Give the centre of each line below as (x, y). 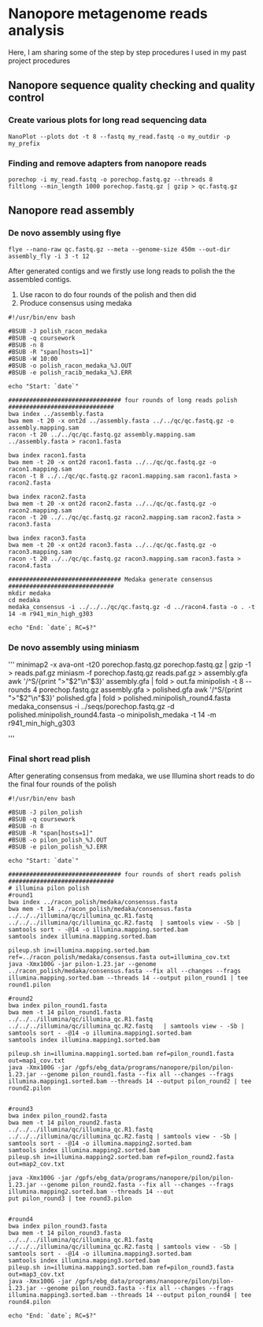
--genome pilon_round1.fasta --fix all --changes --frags (137, 1075)
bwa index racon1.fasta (47, 455)
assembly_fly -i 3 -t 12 (49, 256)
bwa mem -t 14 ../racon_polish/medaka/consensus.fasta (100, 909)
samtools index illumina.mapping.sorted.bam (82, 937)
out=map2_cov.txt (37, 1164)
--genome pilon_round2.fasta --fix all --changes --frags (137, 1185)
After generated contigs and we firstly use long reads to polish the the (122, 271)
